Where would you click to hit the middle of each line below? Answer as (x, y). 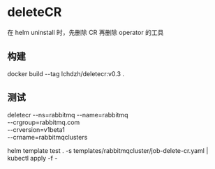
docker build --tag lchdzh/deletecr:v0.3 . (66, 73)
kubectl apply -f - (32, 158)
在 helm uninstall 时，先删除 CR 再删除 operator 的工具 (86, 32)
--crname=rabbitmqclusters (47, 137)
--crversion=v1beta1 (36, 129)
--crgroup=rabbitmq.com (44, 122)
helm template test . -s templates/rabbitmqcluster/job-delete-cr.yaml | (108, 150)
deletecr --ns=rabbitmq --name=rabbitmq (68, 115)
